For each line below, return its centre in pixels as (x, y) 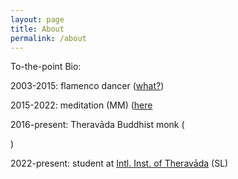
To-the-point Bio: (46, 67)
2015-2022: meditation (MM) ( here (81, 105)
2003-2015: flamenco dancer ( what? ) (87, 86)
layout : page (37, 19)
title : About (37, 29)
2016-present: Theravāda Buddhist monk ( (97, 125)
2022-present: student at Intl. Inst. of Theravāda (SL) (119, 163)
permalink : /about (48, 38)
